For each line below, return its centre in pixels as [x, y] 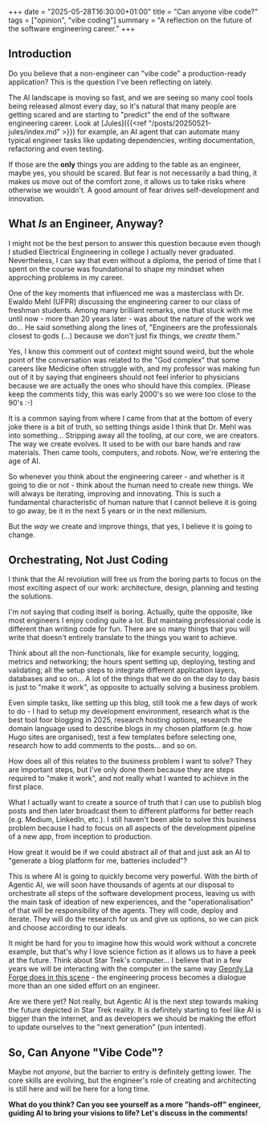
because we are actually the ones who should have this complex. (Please [129, 385]
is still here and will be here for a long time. [79, 1089]
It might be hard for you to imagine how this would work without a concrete [132, 943]
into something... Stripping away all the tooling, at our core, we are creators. [134, 435]
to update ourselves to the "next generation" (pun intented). [107, 1027]
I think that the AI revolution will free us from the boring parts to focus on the [135, 579]
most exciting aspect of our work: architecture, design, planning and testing [134, 588]
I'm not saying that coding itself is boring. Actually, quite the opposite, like [130, 612]
